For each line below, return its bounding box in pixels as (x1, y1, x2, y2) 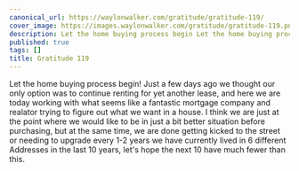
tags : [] (9, 46, 42, 55)
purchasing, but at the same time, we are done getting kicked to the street (9, 126, 280, 136)
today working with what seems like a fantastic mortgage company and (9, 97, 271, 107)
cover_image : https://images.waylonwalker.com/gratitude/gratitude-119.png (9, 21, 296, 30)
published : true (9, 37, 69, 47)
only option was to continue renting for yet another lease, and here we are (9, 88, 281, 98)
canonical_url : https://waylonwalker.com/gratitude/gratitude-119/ (9, 12, 265, 22)
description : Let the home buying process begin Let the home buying (9, 29, 273, 38)
